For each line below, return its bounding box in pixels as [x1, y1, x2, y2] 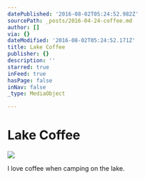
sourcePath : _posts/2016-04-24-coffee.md [7, 17, 133, 24]
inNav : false [7, 84, 46, 91]
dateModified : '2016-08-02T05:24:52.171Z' [7, 37, 136, 44]
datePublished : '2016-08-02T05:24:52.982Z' [7, 10, 139, 18]
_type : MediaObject [7, 90, 66, 97]
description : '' [7, 57, 56, 64]
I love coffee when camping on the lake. [7, 164, 125, 173]
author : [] [7, 24, 40, 31]
